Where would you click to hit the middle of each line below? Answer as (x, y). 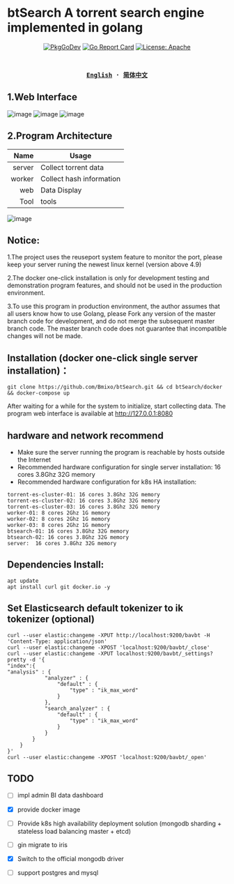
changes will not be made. (45, 336)
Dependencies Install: (56, 565)
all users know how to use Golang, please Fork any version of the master (111, 314)
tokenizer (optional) (51, 619)
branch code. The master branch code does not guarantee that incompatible (117, 328)
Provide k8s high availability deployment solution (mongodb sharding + (119, 823)
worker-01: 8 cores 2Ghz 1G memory (59, 513)
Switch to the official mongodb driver (70, 858)
